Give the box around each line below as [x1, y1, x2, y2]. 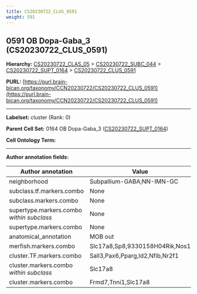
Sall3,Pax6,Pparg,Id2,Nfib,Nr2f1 [89, 252, 179, 260]
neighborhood [9, 178, 49, 186]
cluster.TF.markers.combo [9, 252, 82, 260]
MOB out [89, 233, 114, 241]
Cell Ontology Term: [6, 136, 56, 144]
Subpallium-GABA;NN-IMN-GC [89, 178, 179, 186]
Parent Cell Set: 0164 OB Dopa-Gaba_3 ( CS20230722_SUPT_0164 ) [6, 125, 168, 132]
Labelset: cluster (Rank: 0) [6, 114, 71, 121]
